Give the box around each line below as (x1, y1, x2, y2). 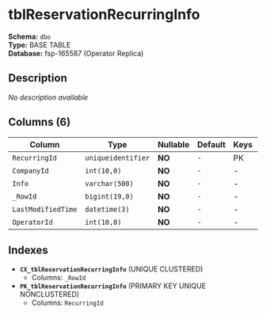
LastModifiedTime (12, 204, 78, 214)
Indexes (8, 243, 49, 256)
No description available (8, 93, 89, 102)
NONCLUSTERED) (19, 290, 80, 299)
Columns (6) (8, 116, 71, 129)
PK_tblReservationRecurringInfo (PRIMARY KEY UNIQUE (19, 281, 207, 290)
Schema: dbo (8, 32, 51, 41)
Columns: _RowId (31, 273, 86, 283)
